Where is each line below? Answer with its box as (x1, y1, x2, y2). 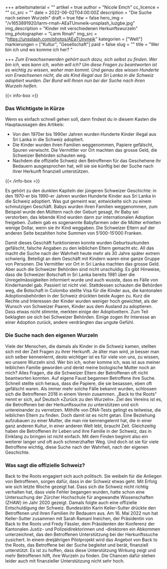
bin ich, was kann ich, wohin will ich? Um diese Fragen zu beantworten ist (5, 62, 157, 67)
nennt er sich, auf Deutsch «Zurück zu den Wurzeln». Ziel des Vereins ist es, (5, 396, 163, 402)
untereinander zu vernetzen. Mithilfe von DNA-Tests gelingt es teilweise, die (5, 407, 161, 413)
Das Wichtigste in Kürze (5, 105, 65, 112)
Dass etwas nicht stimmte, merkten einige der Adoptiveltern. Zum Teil (5, 309, 149, 315)
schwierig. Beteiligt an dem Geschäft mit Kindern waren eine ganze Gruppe (5, 256, 160, 262)
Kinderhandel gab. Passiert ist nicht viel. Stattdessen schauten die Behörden (5, 282, 163, 288)
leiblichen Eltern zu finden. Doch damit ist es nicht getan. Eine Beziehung (5, 412, 156, 418)
